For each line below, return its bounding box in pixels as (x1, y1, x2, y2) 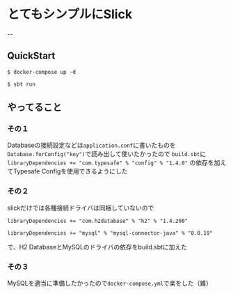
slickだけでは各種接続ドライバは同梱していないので (7, 203, 154, 212)
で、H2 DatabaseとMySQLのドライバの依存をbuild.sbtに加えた (7, 242, 188, 251)
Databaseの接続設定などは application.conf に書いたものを (7, 141, 176, 150)
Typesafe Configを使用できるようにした (13, 167, 128, 176)
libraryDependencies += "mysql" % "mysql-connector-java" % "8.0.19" (7, 229, 214, 237)
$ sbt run (7, 81, 36, 88)
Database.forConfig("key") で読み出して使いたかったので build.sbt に (7, 150, 207, 158)
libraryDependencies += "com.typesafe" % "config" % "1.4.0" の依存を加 (7, 158, 220, 167)
